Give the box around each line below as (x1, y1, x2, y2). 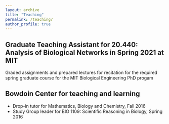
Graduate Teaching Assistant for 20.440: (5, 40, 138, 49)
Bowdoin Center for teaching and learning (5, 90, 140, 98)
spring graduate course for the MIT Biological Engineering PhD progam (5, 75, 153, 81)
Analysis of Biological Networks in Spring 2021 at (5, 48, 164, 57)
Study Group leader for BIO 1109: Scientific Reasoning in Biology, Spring (12, 108, 163, 114)
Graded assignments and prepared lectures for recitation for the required (5, 69, 158, 76)
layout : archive (5, 7, 39, 13)
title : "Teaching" (5, 12, 44, 17)
